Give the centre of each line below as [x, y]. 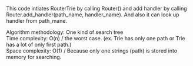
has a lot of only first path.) [39, 44]
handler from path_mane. [37, 21]
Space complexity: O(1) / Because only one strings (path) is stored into [92, 51]
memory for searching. [34, 57]
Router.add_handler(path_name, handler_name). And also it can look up [93, 15]
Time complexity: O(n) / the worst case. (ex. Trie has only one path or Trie [96, 38]
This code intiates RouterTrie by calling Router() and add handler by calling [96, 8]
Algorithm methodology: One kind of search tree [65, 32]
